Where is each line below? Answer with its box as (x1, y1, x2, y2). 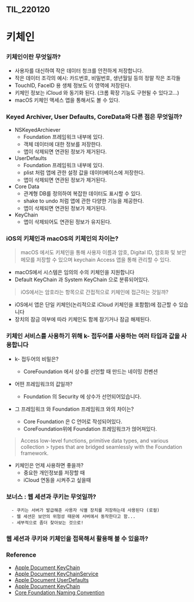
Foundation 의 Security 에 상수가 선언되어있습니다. (23, 393, 142, 400)
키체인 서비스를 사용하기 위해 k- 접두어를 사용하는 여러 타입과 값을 (6, 332, 180, 340)
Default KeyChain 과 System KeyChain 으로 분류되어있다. (14, 276, 150, 283)
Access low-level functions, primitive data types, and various (20, 437, 169, 444)
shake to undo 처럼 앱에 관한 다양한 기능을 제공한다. (23, 197, 144, 205)
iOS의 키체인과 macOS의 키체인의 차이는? (6, 235, 119, 243)
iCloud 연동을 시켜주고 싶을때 (23, 476, 91, 483)
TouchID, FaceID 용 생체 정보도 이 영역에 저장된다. (14, 82, 131, 89)
